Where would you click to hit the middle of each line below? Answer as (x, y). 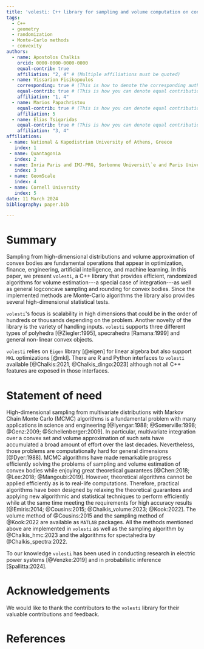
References (36, 639)
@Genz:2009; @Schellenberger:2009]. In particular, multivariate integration (101, 432)
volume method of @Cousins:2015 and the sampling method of (85, 516)
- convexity (27, 46)
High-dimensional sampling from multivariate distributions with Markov (95, 412)
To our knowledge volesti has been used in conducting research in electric (101, 553)
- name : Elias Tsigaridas (45, 119)
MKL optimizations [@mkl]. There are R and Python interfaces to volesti (96, 358)
